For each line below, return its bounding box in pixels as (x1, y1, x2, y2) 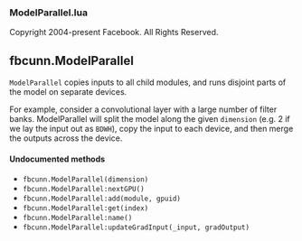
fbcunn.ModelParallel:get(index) (22, 204, 149, 213)
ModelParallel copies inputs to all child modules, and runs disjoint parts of (9, 77, 287, 88)
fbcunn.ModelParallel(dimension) (22, 175, 149, 184)
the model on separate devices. (9, 87, 127, 97)
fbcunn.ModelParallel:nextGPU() (22, 185, 145, 194)
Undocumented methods (9, 153, 106, 164)
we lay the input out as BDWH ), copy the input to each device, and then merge (9, 124, 294, 134)
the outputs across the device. (9, 133, 123, 144)
